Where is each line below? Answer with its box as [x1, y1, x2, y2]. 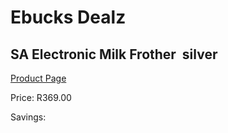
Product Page [10, 72, 67, 84]
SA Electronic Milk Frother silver [10, 46, 218, 63]
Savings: [10, 111, 47, 123]
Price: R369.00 [10, 92, 72, 103]
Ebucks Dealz [10, 6, 127, 29]
